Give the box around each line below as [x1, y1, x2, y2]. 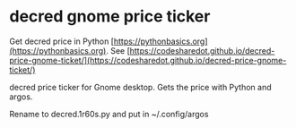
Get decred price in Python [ [9, 36, 115, 47]
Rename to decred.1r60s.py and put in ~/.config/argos [9, 108, 209, 119]
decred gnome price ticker [9, 6, 211, 27]
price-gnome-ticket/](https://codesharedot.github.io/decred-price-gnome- [9, 55, 287, 65]
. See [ [106, 45, 130, 55]
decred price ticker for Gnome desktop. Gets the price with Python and [9, 81, 272, 92]
